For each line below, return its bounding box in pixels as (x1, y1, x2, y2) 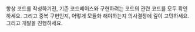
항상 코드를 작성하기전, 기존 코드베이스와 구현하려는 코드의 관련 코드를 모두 (6, 5, 177, 12)
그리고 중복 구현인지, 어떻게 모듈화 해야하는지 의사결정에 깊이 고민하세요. (23, 12, 190, 19)
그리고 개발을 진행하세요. (6, 20, 63, 26)
